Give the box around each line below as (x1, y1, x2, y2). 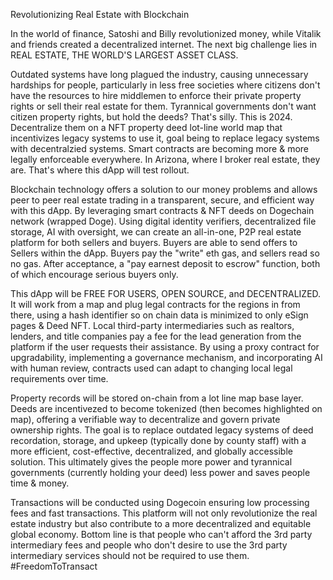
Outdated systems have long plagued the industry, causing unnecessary (10, 69, 309, 80)
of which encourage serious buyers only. (10, 269, 179, 280)
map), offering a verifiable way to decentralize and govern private (10, 414, 281, 425)
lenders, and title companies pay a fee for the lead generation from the (10, 330, 302, 342)
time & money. (10, 477, 70, 489)
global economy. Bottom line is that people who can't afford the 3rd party (10, 529, 313, 540)
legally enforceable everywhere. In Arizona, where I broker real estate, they (10, 154, 321, 165)
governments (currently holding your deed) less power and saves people (10, 467, 311, 478)
